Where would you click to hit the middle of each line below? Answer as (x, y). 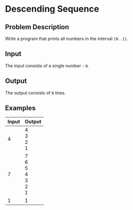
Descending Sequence (52, 9)
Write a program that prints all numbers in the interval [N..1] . (67, 38)
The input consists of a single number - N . (47, 66)
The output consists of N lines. (35, 93)
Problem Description (37, 27)
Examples (20, 108)
